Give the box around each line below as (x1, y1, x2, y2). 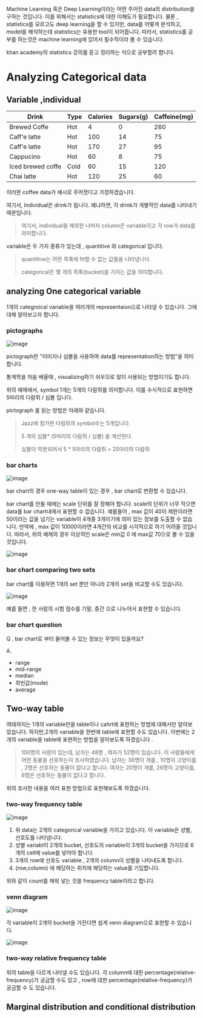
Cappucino (9, 153, 41, 161)
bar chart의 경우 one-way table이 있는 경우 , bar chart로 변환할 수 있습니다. (6, 487, 188, 494)
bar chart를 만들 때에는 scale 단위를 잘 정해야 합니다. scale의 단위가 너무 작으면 (6, 500, 196, 508)
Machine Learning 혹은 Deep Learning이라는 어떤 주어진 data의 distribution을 (6, 5, 195, 12)
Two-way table (6, 704, 64, 714)
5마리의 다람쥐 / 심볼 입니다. (6, 394, 73, 401)
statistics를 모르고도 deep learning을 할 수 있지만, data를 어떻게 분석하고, (6, 21, 182, 27)
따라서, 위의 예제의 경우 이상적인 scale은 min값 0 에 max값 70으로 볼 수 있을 (14, 531, 195, 538)
